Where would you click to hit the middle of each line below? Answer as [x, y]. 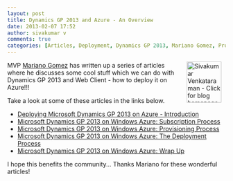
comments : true [29, 39]
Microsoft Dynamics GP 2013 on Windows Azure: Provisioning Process [118, 129]
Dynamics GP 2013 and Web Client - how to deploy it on [87, 80]
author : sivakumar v [37, 33]
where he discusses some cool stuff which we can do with [91, 73]
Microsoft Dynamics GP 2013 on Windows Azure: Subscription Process [119, 121]
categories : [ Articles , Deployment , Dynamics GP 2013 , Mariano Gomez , [111, 46]
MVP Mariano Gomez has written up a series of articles [86, 65]
